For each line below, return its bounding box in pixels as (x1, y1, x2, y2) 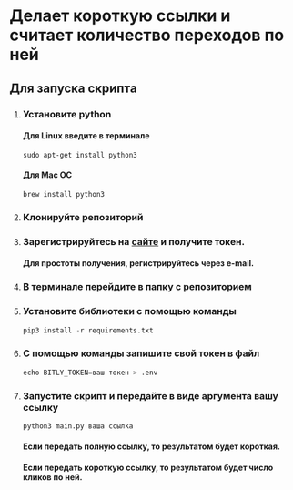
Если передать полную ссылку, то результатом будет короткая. (22, 441, 280, 452)
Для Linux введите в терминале (22, 130, 150, 141)
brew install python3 (22, 189, 105, 199)
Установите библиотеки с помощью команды (22, 305, 237, 318)
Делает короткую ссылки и (9, 5, 231, 26)
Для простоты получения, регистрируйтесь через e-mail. (22, 258, 255, 269)
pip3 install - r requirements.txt (22, 325, 154, 335)
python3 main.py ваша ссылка (22, 421, 134, 431)
